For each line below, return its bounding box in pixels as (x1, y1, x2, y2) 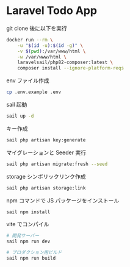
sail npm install (6, 208, 51, 215)
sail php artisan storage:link (6, 185, 86, 191)
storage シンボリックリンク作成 (6, 173, 87, 180)
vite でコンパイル (6, 221, 49, 228)
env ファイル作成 (6, 77, 50, 84)
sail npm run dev (6, 238, 51, 244)
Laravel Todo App (6, 4, 98, 18)
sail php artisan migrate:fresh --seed (6, 161, 108, 167)
